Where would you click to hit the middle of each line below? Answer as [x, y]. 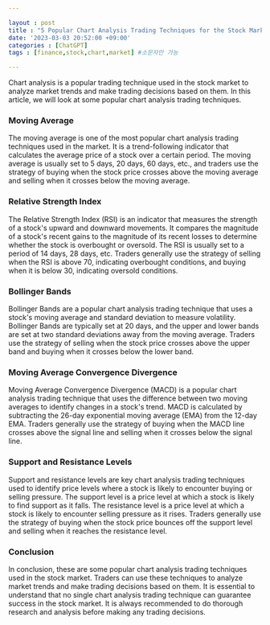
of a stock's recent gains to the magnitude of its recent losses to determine [133, 236]
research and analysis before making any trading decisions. [107, 611]
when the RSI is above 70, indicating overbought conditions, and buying [127, 261]
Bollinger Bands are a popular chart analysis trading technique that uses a [131, 309]
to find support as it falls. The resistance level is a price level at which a [127, 505]
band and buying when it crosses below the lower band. [101, 352]
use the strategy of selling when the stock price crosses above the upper [129, 343]
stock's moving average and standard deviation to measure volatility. [122, 318]
